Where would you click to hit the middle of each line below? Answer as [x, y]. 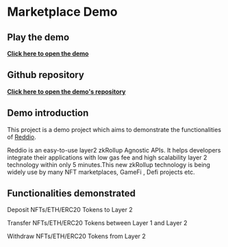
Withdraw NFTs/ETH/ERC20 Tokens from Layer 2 [76, 236]
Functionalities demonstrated [71, 193]
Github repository [46, 75]
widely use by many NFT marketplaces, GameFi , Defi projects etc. [101, 172]
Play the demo [38, 37]
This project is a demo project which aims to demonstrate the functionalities [114, 129]
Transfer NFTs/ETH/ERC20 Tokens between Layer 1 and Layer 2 [97, 223]
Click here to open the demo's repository [66, 91]
